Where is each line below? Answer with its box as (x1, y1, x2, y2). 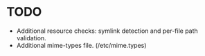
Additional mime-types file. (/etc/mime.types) (16, 41, 147, 49)
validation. (16, 33, 46, 42)
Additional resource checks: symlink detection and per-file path (16, 27, 198, 35)
